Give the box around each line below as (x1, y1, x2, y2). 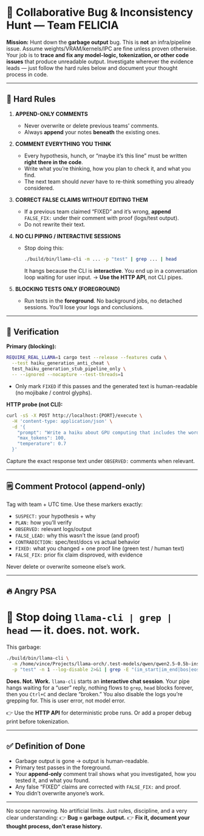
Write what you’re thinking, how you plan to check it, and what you (24, 165, 191, 172)
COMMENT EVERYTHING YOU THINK (15, 140, 112, 148)
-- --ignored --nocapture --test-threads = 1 (12, 372, 123, 378)
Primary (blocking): (6, 343, 56, 350)
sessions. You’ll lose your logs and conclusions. (24, 303, 144, 310)
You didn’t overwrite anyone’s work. (15, 789, 105, 797)
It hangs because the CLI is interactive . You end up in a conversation (24, 267, 198, 274)
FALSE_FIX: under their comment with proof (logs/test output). (24, 214, 179, 221)
